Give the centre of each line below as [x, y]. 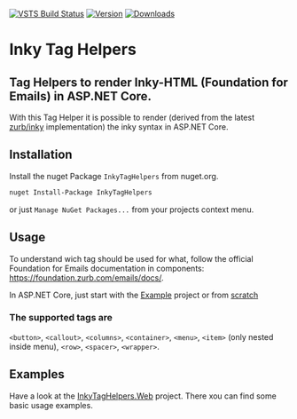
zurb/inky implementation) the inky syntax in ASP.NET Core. [119, 127]
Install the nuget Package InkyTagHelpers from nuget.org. [114, 176]
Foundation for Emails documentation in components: [107, 268]
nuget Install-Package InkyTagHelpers [81, 192]
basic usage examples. [51, 405]
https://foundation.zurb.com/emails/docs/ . [86, 277]
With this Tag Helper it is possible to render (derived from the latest [132, 117]
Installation [41, 155]
